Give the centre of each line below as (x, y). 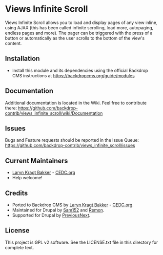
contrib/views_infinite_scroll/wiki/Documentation (54, 113)
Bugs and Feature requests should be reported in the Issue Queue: (72, 140)
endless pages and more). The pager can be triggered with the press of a (79, 33)
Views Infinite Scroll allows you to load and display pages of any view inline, (81, 22)
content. (13, 43)
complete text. (20, 247)
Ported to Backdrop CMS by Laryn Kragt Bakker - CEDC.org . (73, 205)
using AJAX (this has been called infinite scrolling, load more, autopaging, (79, 27)
